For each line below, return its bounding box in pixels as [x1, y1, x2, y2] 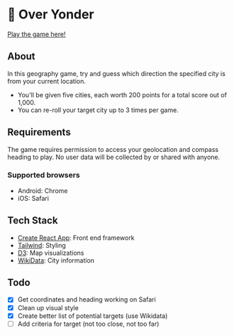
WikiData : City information [17, 256, 94, 265]
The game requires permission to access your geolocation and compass [7, 145, 218, 153]
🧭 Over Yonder [7, 6, 94, 23]
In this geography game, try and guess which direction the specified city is [7, 69, 225, 77]
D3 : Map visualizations [17, 248, 84, 257]
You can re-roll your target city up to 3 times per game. [17, 106, 179, 114]
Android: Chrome [17, 186, 69, 194]
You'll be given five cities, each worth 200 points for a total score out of [17, 90, 227, 99]
